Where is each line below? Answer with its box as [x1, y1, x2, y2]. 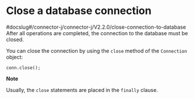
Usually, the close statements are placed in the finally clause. [6, 86, 158, 93]
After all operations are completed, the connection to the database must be [6, 29, 188, 36]
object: [6, 53, 24, 60]
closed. [6, 36, 24, 43]
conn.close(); [6, 64, 41, 71]
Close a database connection [6, 4, 152, 18]
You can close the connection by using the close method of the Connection [6, 47, 188, 54]
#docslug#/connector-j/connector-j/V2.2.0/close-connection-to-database [6, 23, 186, 30]
